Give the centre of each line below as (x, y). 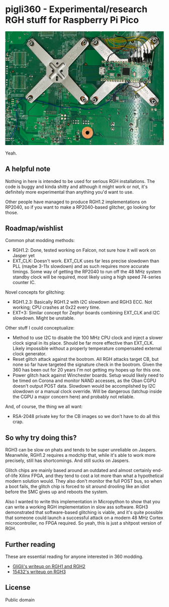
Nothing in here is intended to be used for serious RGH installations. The (80, 181)
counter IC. (24, 283)
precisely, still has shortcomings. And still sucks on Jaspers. (67, 460)
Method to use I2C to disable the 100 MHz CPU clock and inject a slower (88, 338)
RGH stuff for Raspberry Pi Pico (72, 20)
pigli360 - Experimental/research (76, 9)
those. (12, 212)
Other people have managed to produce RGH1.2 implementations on (76, 202)
